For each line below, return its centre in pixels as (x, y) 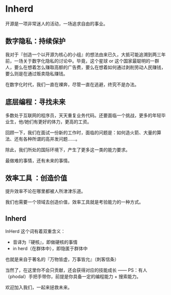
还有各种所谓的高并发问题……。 (47, 139)
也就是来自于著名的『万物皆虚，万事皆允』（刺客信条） (62, 259)
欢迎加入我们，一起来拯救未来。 (39, 287)
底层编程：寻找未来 (35, 102)
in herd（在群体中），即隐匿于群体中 (50, 249)
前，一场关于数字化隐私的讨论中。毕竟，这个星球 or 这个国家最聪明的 (78, 61)
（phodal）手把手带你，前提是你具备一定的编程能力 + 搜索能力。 (73, 277)
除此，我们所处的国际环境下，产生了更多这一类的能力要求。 (68, 150)
